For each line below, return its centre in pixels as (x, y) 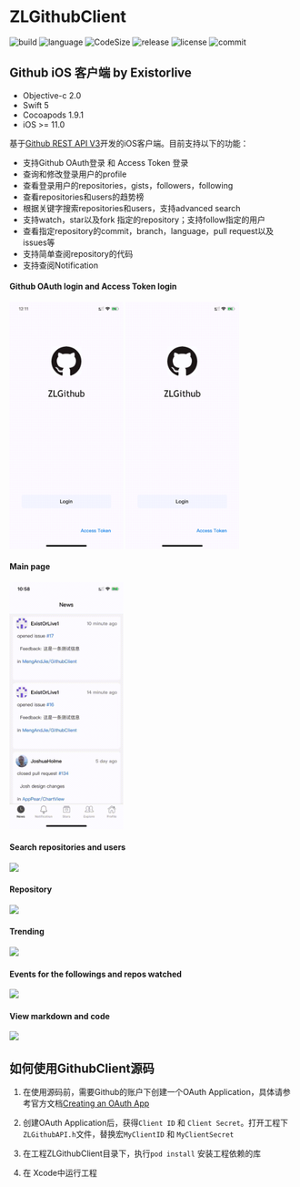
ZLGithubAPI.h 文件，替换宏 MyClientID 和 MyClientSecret (128, 1134)
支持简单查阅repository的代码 (78, 253)
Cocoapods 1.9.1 (53, 115)
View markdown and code (60, 1016)
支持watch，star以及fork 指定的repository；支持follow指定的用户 (144, 220)
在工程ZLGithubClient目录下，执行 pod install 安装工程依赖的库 (142, 1153)
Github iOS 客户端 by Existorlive (101, 73)
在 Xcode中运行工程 (60, 1173)
